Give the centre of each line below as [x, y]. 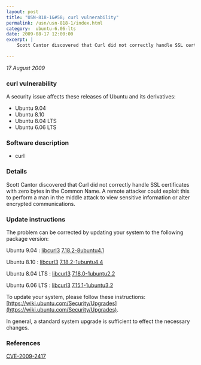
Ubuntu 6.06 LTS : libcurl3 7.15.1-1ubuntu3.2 [60, 285]
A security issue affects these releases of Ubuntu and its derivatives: [91, 97]
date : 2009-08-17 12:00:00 [40, 34]
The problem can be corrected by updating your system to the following [95, 232]
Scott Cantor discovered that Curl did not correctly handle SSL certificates [98, 184]
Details [17, 172]
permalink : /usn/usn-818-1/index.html [54, 23]
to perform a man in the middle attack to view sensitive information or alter [98, 197]
